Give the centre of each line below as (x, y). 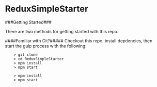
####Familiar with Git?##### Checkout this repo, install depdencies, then (79, 41)
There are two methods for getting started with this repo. (62, 31)
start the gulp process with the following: (46, 46)
